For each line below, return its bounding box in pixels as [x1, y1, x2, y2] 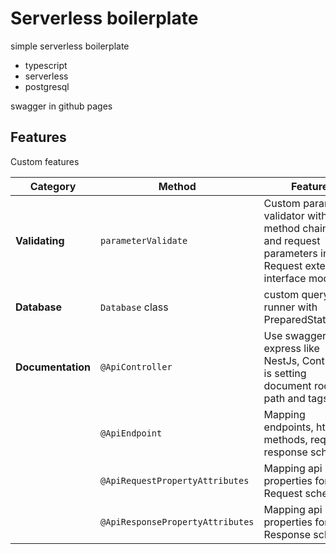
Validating [15, 233, 65, 247]
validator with [263, 208, 328, 222]
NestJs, [263, 353, 300, 367]
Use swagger [263, 328, 327, 342]
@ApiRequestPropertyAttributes [100, 475, 250, 486]
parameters [263, 246, 318, 260]
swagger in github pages [10, 100, 113, 112]
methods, [263, 432, 308, 446]
